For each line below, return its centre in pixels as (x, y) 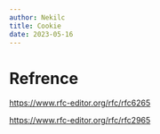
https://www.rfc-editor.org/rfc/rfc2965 (80, 121)
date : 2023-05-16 (41, 34)
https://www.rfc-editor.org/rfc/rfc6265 (80, 103)
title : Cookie (36, 26)
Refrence (44, 78)
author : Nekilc (37, 17)
